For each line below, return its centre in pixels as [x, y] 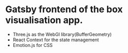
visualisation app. [44, 20]
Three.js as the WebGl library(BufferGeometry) [62, 34]
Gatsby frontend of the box [64, 9]
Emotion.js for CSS [33, 45]
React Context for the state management [56, 40]
